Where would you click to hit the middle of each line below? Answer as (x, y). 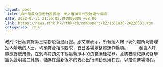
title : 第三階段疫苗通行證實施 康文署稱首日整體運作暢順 (56, 14)
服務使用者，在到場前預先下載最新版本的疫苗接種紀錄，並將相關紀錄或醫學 (83, 54)
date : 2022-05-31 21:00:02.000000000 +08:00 (51, 18)
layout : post (18, 9)
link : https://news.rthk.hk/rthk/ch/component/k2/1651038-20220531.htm (79, 23)
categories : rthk (23, 27)
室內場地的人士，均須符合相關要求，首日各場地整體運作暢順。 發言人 (78, 48)
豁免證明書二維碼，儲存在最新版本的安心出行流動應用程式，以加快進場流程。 (81, 60)
